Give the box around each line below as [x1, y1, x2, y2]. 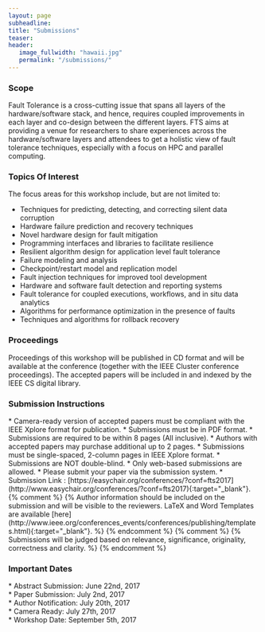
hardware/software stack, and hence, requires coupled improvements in [8, 109, 245, 119]
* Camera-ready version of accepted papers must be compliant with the [8, 416, 245, 426]
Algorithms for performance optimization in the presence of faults [19, 306, 236, 316]
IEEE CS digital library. [8, 378, 81, 387]
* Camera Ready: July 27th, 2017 [8, 606, 116, 616]
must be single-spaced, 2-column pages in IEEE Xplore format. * [8, 450, 220, 460]
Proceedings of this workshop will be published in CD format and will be [8, 352, 245, 363]
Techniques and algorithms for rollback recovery [19, 315, 180, 324]
